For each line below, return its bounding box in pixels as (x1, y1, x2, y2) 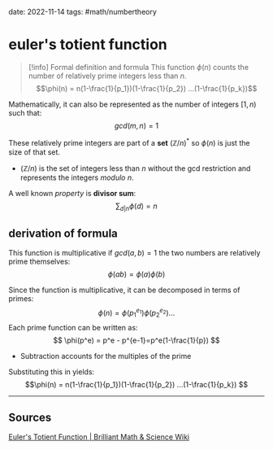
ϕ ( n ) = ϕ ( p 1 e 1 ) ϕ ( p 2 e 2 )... (97, 307, 175, 320)
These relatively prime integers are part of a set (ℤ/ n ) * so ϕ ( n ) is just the (8, 136, 250, 147)
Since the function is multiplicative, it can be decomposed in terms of (8, 285, 240, 295)
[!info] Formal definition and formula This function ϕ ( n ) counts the (28, 62, 249, 72)
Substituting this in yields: (8, 366, 95, 377)
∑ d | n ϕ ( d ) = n (115, 201, 158, 212)
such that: (8, 107, 42, 117)
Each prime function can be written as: (8, 322, 138, 332)
